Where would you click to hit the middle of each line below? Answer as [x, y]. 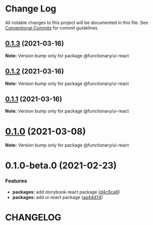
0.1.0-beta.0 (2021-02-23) [61, 165]
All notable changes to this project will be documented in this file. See [77, 22]
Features [16, 181]
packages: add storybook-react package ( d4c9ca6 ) [66, 192]
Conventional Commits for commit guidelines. [52, 27]
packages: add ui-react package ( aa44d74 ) [58, 197]
